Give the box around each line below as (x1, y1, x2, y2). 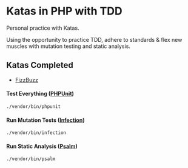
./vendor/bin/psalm (6, 156, 56, 162)
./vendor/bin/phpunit (6, 103, 61, 110)
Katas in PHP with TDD (6, 4, 123, 18)
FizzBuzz (15, 76, 38, 83)
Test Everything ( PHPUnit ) (6, 90, 75, 98)
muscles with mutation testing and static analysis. (6, 42, 130, 50)
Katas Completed (6, 60, 74, 70)
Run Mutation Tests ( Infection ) (6, 116, 85, 124)
